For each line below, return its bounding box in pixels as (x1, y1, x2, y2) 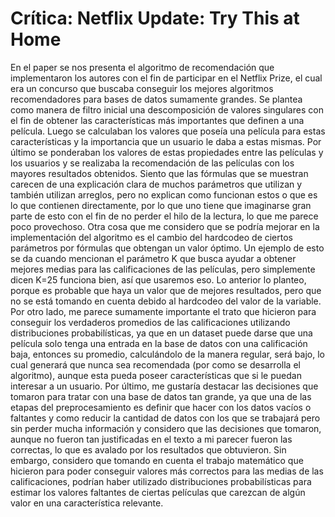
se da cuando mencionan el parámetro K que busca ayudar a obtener (10, 252, 297, 264)
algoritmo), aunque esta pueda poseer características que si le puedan (10, 369, 302, 381)
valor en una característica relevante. (10, 497, 164, 509)
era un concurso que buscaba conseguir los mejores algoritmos (10, 82, 274, 94)
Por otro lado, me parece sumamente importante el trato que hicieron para (10, 305, 317, 317)
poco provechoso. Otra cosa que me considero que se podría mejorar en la (10, 220, 320, 232)
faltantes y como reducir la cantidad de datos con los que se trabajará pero (10, 412, 321, 424)
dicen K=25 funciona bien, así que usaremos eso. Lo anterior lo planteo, (10, 273, 307, 286)
